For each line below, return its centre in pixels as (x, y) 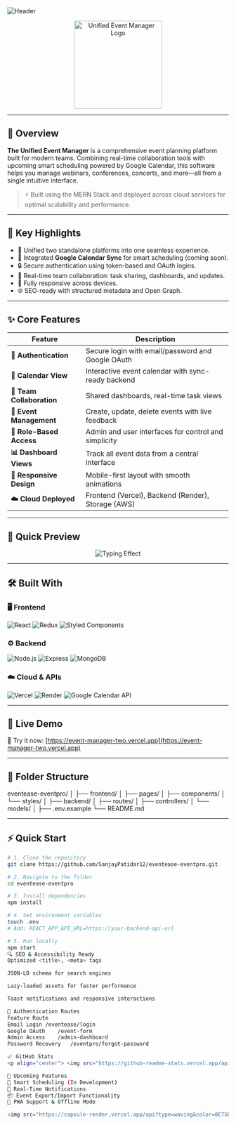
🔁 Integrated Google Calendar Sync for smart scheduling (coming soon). (123, 257)
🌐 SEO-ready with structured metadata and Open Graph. (100, 290)
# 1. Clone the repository (47, 857)
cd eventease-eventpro (40, 883)
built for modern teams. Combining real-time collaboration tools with (106, 158)
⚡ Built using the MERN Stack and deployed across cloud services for (125, 194)
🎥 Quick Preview (44, 537)
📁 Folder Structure (48, 776)
